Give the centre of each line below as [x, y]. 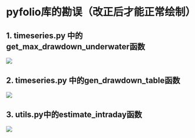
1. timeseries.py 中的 [44, 36]
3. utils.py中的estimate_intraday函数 [74, 115]
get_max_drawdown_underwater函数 [76, 47]
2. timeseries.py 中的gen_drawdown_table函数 [93, 81]
